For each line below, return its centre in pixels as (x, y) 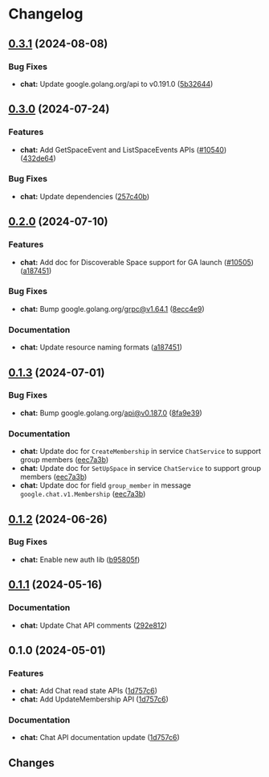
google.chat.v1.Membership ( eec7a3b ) (83, 494)
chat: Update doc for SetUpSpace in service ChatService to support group (140, 468)
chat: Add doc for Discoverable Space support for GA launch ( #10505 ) (137, 262)
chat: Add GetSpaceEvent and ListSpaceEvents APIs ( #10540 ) (123, 149)
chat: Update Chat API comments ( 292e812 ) (93, 625)
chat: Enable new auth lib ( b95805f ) (80, 559)
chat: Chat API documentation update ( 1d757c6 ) (100, 738)
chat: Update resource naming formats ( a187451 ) (101, 347)
